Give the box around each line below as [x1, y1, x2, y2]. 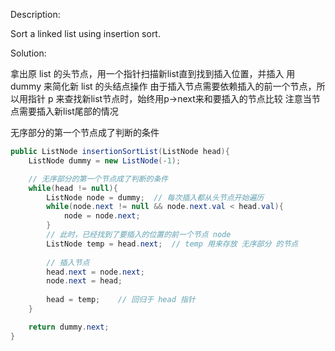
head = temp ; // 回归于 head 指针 [46, 295, 196, 305]
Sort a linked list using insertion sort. [10, 28, 161, 39]
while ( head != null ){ [28, 183, 118, 193]
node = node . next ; [63, 211, 141, 221]
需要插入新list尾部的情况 [18, 105, 119, 117]
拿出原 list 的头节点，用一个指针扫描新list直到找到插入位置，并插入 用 [10, 68, 296, 79]
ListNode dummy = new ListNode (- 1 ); [28, 155, 182, 166]
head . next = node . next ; [46, 267, 145, 277]
